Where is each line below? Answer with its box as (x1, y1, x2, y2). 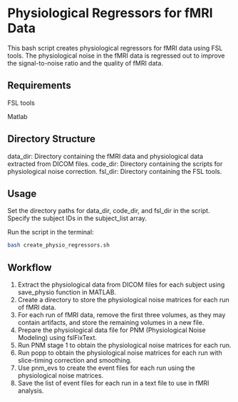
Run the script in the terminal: (7, 228, 94, 237)
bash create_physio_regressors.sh (7, 242, 110, 249)
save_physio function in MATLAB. (17, 288, 116, 297)
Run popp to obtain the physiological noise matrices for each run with (17, 349, 222, 357)
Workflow (7, 262, 52, 274)
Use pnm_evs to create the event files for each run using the (17, 364, 196, 372)
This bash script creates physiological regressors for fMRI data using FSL (7, 43, 223, 52)
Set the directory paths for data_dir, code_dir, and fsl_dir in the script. (7, 207, 210, 215)
